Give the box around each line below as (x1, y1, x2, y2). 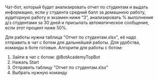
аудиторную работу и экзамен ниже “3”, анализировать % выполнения (5, 15, 154, 20)
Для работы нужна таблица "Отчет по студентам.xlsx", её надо (5, 34, 137, 40)
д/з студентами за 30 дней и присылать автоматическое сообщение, (5, 20, 149, 25)
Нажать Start (12, 60, 39, 65)
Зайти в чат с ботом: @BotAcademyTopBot (12, 54, 101, 60)
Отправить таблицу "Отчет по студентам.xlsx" (12, 64, 108, 70)
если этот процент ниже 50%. (5, 25, 68, 31)
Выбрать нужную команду (12, 70, 68, 75)
